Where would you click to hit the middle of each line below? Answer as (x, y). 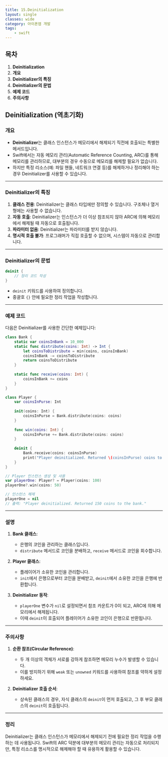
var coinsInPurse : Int (38, 402)
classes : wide (20, 19)
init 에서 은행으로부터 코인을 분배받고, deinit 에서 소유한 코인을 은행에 (88, 578)
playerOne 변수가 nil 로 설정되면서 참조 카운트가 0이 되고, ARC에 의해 (88, 606)
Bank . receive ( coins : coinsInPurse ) (60, 453)
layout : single (21, 14)
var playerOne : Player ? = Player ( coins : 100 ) (53, 481)
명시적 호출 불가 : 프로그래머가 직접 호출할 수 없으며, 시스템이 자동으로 (79, 235)
